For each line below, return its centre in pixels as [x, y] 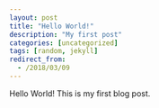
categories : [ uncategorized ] [64, 43]
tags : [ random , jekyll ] [54, 51]
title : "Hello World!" [52, 26]
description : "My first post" [66, 34]
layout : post [34, 18]
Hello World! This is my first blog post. [80, 93]
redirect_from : [38, 59]
